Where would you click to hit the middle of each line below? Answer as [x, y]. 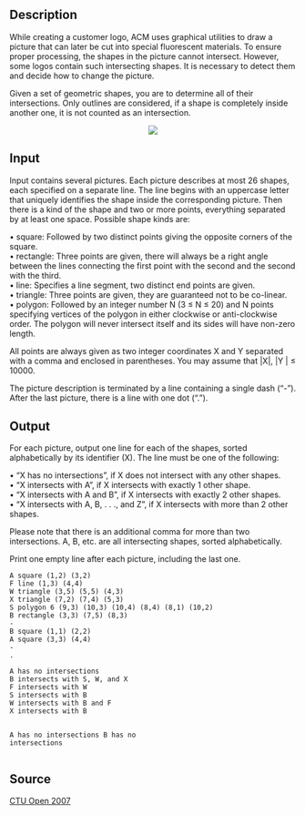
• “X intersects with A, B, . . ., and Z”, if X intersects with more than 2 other [149, 504]
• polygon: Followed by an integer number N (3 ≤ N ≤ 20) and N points [142, 304]
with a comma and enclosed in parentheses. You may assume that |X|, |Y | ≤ [152, 361]
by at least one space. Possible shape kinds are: [100, 219]
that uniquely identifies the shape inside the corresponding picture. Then [146, 199]
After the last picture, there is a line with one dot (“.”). [109, 397]
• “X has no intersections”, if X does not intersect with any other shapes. [145, 475]
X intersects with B [49, 711]
